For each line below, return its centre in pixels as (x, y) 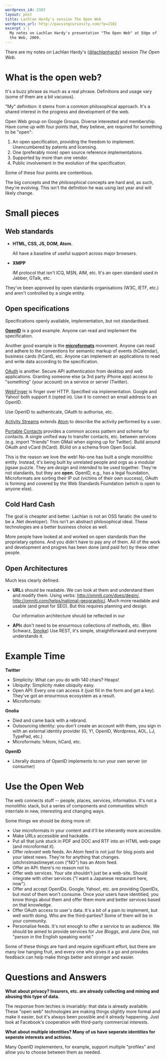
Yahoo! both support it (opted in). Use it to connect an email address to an (81, 397)
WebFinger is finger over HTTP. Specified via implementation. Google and (81, 391)
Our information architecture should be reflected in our (69, 616)
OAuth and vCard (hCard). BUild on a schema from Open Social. (71, 447)
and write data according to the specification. (52, 361)
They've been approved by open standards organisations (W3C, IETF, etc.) (82, 288)
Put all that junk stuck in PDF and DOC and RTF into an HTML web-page (86, 841)
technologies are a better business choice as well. (57, 527)
